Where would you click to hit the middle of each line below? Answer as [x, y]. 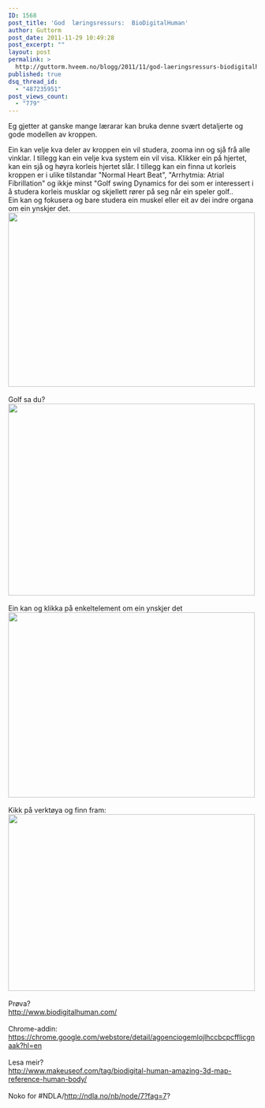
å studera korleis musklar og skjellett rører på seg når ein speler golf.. [121, 192]
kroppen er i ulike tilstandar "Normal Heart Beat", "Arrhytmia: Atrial [116, 175]
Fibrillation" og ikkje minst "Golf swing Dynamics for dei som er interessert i [131, 183]
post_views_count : [38, 96]
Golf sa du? [27, 400]
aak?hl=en [25, 1046]
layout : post [30, 52]
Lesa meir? [26, 1062]
